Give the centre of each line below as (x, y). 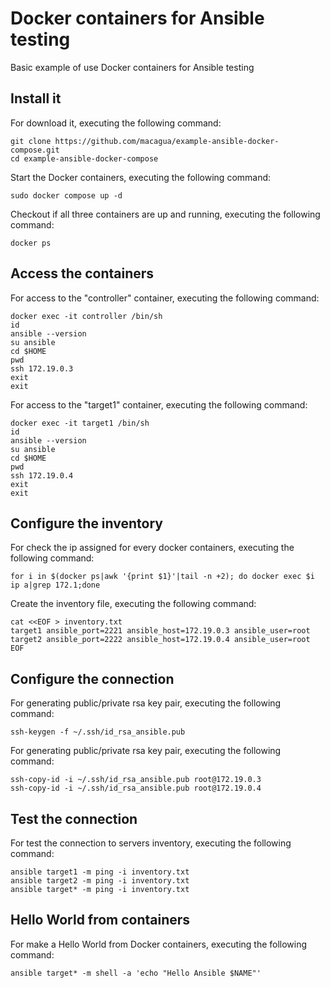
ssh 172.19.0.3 (42, 368)
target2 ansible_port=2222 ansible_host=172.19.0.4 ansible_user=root (160, 640)
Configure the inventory (86, 523)
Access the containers (82, 273)
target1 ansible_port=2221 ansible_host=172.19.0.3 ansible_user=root (160, 631)
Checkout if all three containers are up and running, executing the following (165, 214)
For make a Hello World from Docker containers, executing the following (159, 944)
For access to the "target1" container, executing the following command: (159, 404)
